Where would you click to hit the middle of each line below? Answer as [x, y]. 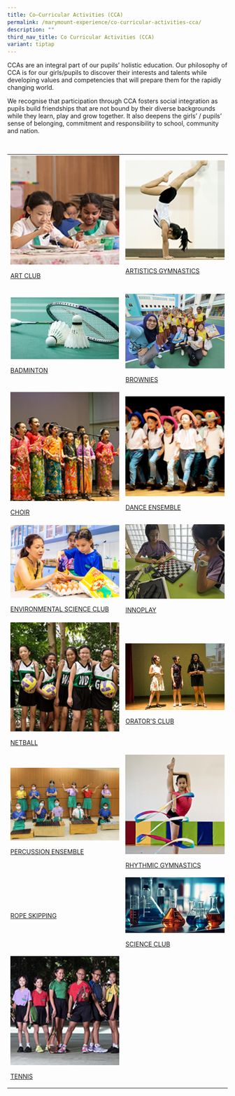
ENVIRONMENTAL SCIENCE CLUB [60, 609]
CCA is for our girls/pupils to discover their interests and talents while [107, 73]
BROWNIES [142, 380]
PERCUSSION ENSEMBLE [47, 852]
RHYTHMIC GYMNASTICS [163, 865]
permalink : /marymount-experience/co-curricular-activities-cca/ [104, 22]
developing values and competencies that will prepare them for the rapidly [114, 80]
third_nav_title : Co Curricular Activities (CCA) [81, 37]
